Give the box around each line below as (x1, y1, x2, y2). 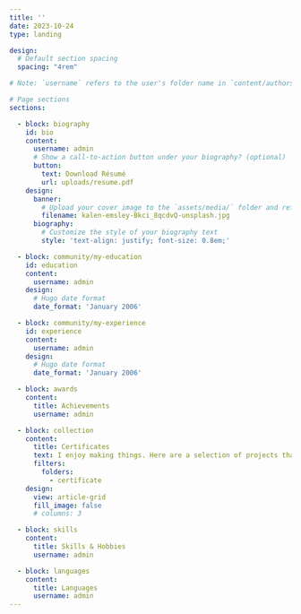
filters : (32, 459, 66, 469)
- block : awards (17, 385, 78, 394)
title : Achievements (32, 401, 110, 411)
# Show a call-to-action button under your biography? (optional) (32, 153, 287, 162)
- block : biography (17, 119, 90, 128)
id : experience (25, 326, 82, 336)
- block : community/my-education (17, 252, 142, 261)
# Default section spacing (17, 55, 118, 64)
